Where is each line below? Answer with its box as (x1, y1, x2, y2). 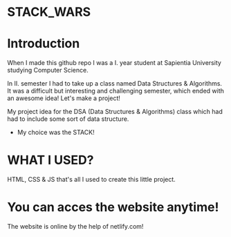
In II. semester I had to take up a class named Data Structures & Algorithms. (7, 79, 223, 88)
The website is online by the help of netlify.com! (7, 222, 144, 230)
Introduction (7, 36, 80, 52)
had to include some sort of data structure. (7, 115, 129, 123)
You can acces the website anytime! (7, 200, 219, 215)
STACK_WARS (7, 4, 91, 20)
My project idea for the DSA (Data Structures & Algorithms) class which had (7, 108, 223, 116)
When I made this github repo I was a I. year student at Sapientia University (7, 59, 221, 67)
